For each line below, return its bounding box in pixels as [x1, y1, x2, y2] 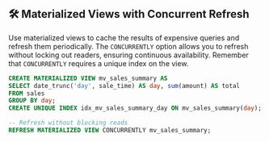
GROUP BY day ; [8, 97, 57, 105]
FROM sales [8, 89, 45, 98]
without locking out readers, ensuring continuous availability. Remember [8, 50, 249, 60]
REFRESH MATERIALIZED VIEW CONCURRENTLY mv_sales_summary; [8, 127, 212, 135]
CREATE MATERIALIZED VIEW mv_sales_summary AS [8, 74, 168, 82]
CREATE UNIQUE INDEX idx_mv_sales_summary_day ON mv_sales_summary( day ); [8, 104, 263, 112]
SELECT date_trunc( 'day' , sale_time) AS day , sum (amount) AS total [8, 81, 241, 90]
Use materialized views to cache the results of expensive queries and [8, 32, 240, 43]
